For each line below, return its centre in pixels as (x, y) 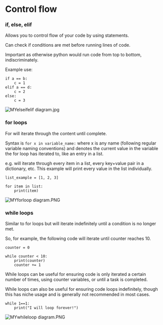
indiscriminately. (22, 60)
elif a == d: (19, 87)
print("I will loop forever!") (46, 308)
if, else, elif (19, 25)
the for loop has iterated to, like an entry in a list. (54, 154)
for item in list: (24, 186)
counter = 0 (17, 248)
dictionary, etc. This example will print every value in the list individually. (79, 168)
